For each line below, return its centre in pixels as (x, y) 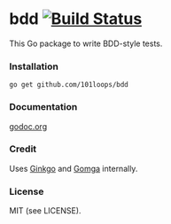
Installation (34, 66)
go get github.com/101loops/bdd (69, 85)
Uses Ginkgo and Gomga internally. (74, 168)
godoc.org (28, 126)
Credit (23, 149)
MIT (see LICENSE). (45, 211)
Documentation (43, 107)
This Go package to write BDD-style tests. (86, 43)
